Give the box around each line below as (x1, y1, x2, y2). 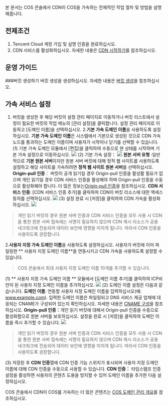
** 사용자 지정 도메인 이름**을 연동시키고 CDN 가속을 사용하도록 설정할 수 (18, 248, 163, 254)
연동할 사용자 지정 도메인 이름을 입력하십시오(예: (47, 288, 142, 294)
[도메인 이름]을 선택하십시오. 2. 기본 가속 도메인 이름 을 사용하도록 (26, 127, 152, 133)
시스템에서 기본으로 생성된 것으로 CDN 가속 (76, 133, 161, 139)
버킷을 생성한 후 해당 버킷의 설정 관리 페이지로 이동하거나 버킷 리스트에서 (12, 114, 154, 120)
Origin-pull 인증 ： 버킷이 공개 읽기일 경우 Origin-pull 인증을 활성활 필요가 (12, 170, 158, 176)
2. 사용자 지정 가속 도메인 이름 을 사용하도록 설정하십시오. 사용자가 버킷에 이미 (5, 242, 154, 248)
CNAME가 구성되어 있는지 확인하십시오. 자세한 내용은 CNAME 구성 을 (18, 301, 154, 307)
